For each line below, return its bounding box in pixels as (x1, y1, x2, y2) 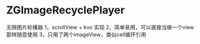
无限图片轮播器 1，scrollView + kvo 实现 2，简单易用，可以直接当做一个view (6, 23, 195, 31)
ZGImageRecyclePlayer (6, 4, 125, 17)
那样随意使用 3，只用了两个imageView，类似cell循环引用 (6, 31, 147, 38)
